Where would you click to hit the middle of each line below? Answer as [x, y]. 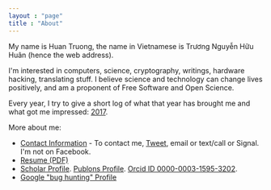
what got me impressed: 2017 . [58, 112]
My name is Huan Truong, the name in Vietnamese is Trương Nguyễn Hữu [131, 46]
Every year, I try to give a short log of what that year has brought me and [129, 103]
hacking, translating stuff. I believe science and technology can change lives [135, 79]
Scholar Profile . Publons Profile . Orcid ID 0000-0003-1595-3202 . [129, 168]
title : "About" [36, 23]
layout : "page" [36, 16]
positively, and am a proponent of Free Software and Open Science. [121, 87]
